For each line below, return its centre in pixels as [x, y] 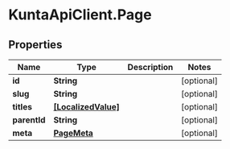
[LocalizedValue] [87, 107]
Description [150, 67]
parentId [29, 120]
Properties [35, 45]
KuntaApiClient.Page [80, 15]
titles [22, 107]
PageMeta [74, 133]
